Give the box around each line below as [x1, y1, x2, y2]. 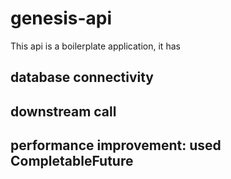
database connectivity [10, 69, 155, 86]
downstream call [10, 103, 117, 120]
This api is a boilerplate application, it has [10, 40, 181, 52]
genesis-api [10, 7, 113, 30]
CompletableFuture [10, 153, 134, 170]
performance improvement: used [10, 137, 222, 154]
